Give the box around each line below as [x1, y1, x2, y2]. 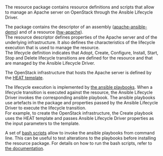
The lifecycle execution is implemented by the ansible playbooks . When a [5, 84, 153, 90]
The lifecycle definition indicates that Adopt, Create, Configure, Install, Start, [5, 50, 159, 56]
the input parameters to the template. [5, 120, 80, 126]
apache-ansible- [114, 24, 147, 30]
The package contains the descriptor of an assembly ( [5, 24, 114, 30]
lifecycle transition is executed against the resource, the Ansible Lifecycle [5, 90, 153, 95]
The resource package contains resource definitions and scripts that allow [5, 4, 155, 10]
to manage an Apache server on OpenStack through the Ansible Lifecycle [5, 9, 153, 15]
